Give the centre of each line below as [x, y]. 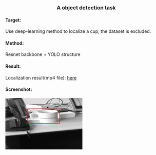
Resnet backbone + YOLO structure [43, 54]
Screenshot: [19, 89]
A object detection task [86, 8]
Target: [13, 20]
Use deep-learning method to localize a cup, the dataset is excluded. [78, 31]
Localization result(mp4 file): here [41, 77]
